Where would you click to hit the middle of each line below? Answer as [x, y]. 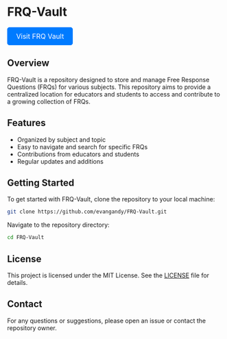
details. [17, 282]
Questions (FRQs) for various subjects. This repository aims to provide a [109, 87]
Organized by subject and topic [61, 139]
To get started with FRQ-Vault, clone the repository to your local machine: [111, 199]
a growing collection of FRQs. [49, 101]
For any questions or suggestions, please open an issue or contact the [107, 321]
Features [26, 123]
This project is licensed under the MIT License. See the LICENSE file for [108, 275]
